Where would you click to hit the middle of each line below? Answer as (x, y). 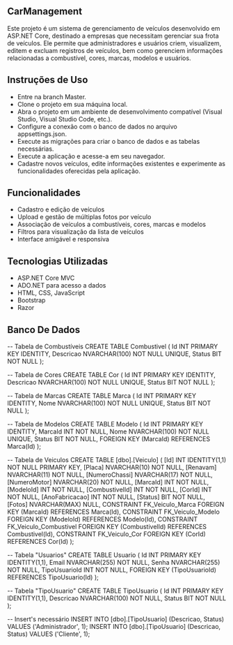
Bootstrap (31, 300)
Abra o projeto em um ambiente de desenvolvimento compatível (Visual (120, 112)
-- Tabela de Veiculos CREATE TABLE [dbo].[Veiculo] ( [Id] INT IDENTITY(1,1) (117, 460)
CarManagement (45, 12)
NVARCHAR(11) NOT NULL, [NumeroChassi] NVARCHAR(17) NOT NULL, (110, 475)
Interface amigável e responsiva (63, 239)
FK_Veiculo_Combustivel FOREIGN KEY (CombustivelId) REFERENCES (107, 527)
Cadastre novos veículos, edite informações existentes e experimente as (121, 163)
